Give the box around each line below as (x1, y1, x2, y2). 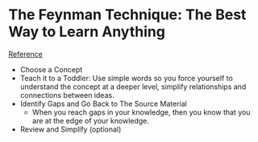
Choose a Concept (19, 64, 83, 74)
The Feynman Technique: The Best (8, 6, 247, 24)
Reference (8, 49, 43, 59)
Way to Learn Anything (8, 22, 165, 41)
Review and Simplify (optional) (19, 124, 122, 134)
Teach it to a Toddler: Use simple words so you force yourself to (19, 73, 234, 83)
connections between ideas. (19, 90, 114, 99)
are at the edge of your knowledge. (31, 116, 149, 125)
